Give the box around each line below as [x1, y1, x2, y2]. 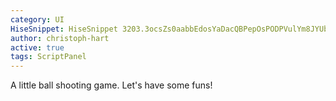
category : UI [10, 14, 65, 25]
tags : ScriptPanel [10, 52, 87, 62]
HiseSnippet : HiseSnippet [10, 24, 118, 34]
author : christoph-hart [10, 33, 110, 43]
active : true [10, 42, 65, 53]
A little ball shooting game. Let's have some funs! [10, 79, 213, 91]
